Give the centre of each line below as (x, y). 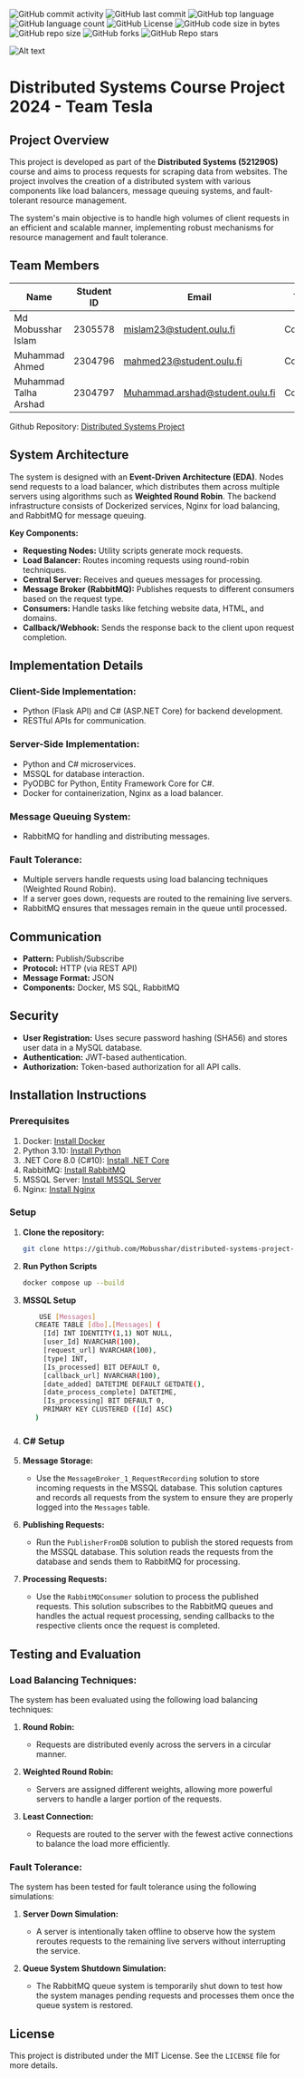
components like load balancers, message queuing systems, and (130, 191)
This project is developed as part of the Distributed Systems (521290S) (144, 162)
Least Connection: (58, 1816)
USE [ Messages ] (68, 1316)
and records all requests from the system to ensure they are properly (165, 1498)
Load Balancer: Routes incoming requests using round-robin (136, 560)
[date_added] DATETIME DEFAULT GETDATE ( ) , (124, 1384)
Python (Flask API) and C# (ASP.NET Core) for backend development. (152, 711)
